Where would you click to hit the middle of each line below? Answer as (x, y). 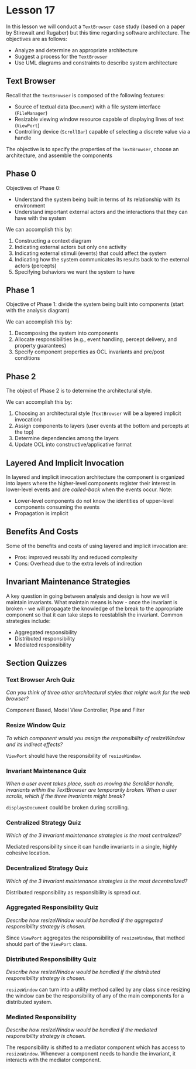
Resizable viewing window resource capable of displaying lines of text (99, 119)
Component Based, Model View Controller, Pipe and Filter (75, 710)
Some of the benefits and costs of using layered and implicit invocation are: (97, 546)
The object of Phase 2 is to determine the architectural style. (79, 391)
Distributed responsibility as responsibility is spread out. (74, 892)
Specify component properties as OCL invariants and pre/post (90, 352)
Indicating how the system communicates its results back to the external (102, 259)
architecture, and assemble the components (59, 155)
